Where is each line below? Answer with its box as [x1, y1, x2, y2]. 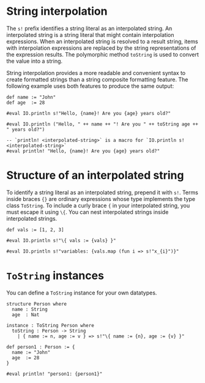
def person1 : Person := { [6, 344, 75, 350]
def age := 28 [6, 100, 45, 106]
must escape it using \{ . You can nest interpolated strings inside [6, 208, 169, 216]
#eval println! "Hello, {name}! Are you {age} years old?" [6, 148, 160, 154]
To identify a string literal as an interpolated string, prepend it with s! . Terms [6, 189, 199, 196]
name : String [12, 306, 48, 312]
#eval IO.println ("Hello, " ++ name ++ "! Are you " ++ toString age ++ [6, 121, 199, 127]
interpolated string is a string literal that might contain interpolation [6, 31, 174, 38]
